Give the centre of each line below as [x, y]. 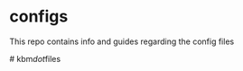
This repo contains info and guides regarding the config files [122, 41]
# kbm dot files [35, 58]
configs [39, 17]
